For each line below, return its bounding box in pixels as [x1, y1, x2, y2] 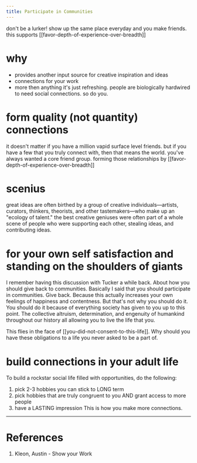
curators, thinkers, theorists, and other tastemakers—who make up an [6, 207, 175, 215]
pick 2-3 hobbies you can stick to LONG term [14, 386, 124, 393]
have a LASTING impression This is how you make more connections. [14, 405, 183, 412]
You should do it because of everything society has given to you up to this [6, 304, 185, 311]
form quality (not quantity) [6, 110, 138, 124]
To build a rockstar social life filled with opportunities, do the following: [6, 375, 177, 382]
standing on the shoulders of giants [6, 260, 184, 273]
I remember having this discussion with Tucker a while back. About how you [6, 279, 190, 286]
